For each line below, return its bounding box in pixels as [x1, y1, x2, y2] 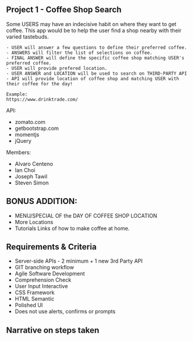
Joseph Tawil [14, 173, 48, 180]
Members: [6, 148, 31, 156]
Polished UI [14, 302, 43, 309]
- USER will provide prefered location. [6, 65, 108, 71]
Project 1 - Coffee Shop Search [6, 5, 122, 15]
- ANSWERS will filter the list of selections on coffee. [6, 50, 153, 56]
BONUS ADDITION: [6, 196, 78, 206]
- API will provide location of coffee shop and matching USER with [6, 75, 179, 82]
